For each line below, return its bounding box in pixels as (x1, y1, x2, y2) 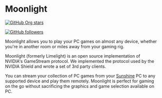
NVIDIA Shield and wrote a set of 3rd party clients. (5, 63, 106, 69)
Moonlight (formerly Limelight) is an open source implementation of (5, 53, 141, 59)
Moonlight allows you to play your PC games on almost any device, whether (5, 38, 157, 44)
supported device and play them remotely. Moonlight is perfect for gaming (5, 78, 154, 84)
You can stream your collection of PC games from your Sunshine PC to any (5, 73, 156, 78)
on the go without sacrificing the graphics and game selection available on (5, 83, 155, 89)
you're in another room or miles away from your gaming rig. (5, 43, 125, 49)
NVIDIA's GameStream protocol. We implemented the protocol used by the (5, 58, 154, 64)
